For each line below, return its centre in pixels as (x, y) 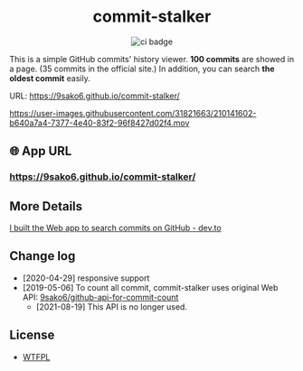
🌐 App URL (41, 151)
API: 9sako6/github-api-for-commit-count (100, 297)
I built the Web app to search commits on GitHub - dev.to (115, 228)
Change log (43, 256)
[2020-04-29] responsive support (86, 278)
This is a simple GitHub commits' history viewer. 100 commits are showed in (152, 59)
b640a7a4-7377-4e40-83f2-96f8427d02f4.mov (99, 123)
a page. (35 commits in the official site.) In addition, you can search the (142, 69)
